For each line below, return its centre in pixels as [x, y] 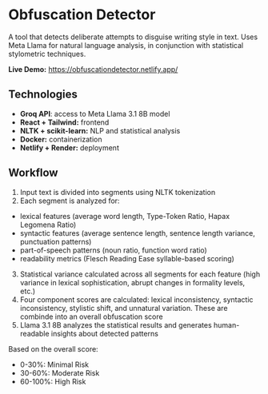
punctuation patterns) [56, 241]
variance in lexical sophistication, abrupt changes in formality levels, [132, 282]
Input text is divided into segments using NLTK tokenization [118, 192]
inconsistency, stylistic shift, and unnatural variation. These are [124, 308]
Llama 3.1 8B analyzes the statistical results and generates [116, 324]
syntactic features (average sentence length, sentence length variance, [138, 233]
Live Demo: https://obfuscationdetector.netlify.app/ [93, 69]
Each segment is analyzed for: [70, 201]
